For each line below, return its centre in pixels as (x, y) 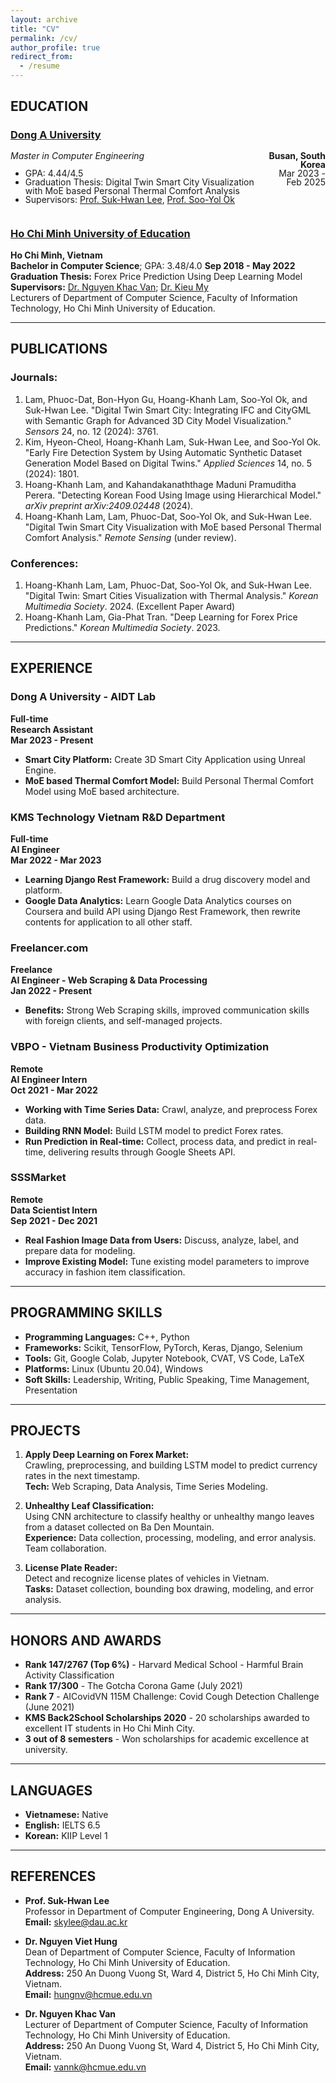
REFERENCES (53, 1876)
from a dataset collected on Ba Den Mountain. (119, 1527)
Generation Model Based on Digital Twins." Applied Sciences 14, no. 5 (168, 463)
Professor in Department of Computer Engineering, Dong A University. (169, 1911)
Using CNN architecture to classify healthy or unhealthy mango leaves (169, 1517)
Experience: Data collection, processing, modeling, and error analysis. (170, 1538)
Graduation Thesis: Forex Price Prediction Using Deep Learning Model (156, 276)
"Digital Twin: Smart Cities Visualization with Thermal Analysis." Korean (171, 595)
